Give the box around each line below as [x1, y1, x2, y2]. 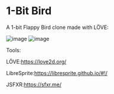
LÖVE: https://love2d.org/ [6, 58, 67, 65]
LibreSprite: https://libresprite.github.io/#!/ [6, 69, 108, 76]
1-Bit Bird [6, 4, 52, 18]
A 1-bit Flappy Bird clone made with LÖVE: [6, 24, 109, 31]
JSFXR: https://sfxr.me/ [6, 81, 62, 88]
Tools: [6, 46, 21, 54]
